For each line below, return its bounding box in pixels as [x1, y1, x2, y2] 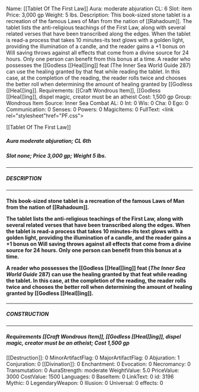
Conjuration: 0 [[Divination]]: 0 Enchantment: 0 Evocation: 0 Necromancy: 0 [6, 361, 191, 368]
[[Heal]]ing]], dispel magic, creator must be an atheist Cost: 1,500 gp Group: [6, 93, 192, 100]
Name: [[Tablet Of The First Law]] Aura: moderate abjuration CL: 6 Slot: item [6, 5, 192, 12]
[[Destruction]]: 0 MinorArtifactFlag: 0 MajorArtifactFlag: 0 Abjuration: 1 [6, 354, 180, 361]
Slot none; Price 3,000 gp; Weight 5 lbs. [6, 152, 107, 159]
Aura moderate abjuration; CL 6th [6, 137, 92, 144]
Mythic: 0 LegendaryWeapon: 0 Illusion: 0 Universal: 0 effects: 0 [6, 380, 163, 387]
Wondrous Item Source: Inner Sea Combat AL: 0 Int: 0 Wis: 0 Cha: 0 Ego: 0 [6, 100, 188, 106]
